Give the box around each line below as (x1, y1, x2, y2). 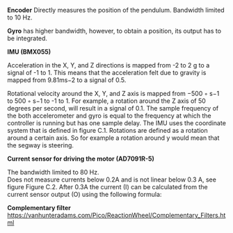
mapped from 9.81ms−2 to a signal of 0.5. (7, 76, 127, 84)
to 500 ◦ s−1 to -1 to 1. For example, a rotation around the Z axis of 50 (7, 97, 207, 105)
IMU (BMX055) (7, 48, 51, 56)
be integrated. (7, 34, 47, 42)
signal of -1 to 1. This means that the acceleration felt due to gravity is (7, 69, 207, 77)
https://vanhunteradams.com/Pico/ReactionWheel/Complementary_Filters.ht (7, 211, 226, 219)
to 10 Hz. (7, 13, 33, 22)
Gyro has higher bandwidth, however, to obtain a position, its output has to (7, 27, 221, 35)
